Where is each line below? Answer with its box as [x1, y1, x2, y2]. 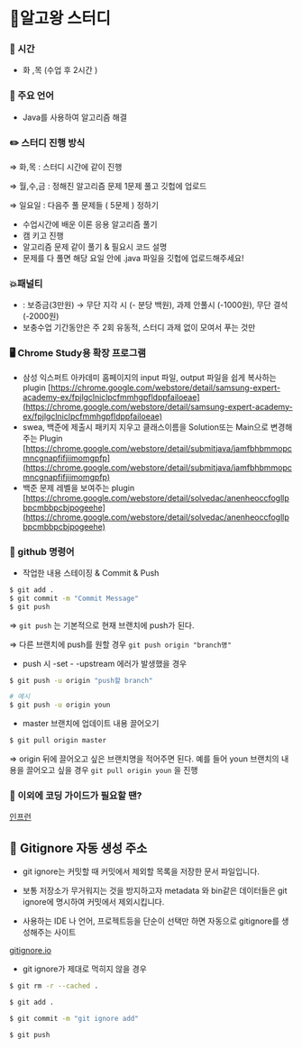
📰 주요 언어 [9, 89, 54, 102]
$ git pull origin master [9, 736, 106, 745]
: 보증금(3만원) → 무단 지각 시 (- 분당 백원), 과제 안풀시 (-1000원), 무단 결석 [22, 299, 288, 311]
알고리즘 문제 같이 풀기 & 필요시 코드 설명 [22, 241, 168, 252]
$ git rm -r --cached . [9, 981, 99, 991]
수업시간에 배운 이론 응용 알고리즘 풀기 [22, 219, 158, 230]
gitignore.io [9, 945, 52, 956]
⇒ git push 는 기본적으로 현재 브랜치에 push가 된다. [9, 619, 195, 631]
